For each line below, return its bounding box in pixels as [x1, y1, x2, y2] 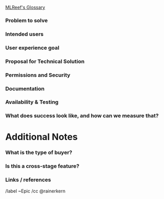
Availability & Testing [5, 98, 59, 106]
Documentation [5, 85, 45, 92]
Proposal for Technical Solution [5, 58, 85, 65]
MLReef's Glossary [5, 5, 45, 10]
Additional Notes [5, 131, 78, 143]
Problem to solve [5, 17, 48, 24]
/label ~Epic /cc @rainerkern [5, 188, 66, 194]
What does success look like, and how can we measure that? [5, 112, 159, 119]
